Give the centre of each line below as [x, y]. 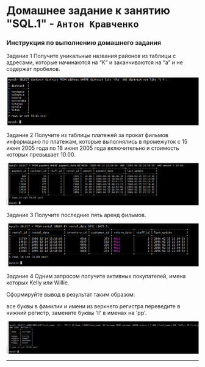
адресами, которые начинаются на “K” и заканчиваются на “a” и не [95, 62]
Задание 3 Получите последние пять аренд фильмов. [76, 215]
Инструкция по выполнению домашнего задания [84, 43]
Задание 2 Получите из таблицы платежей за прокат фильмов [88, 135]
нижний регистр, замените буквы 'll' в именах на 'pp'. [77, 313]
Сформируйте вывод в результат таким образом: [71, 294]
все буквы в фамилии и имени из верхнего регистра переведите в [93, 306]
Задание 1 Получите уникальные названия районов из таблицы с [91, 56]
